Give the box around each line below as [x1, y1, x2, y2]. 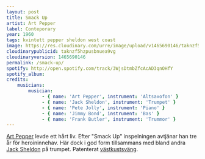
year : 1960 [6, 32, 34, 38]
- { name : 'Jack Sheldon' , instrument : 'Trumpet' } [41, 99, 176, 105]
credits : [6, 76, 29, 83]
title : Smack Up [6, 15, 48, 21]
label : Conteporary [6, 25, 56, 32]
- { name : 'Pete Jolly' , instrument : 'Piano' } [41, 104, 165, 111]
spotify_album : [6, 71, 45, 77]
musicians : [17, 83, 45, 89]
